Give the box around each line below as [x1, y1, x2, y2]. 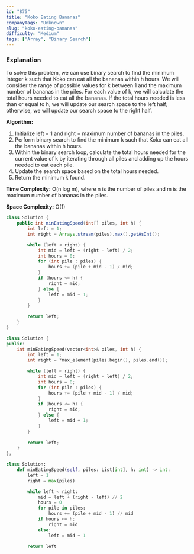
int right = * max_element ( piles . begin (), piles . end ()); [27, 357, 168, 363]
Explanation [6, 56, 41, 64]
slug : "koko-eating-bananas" [6, 25, 78, 31]
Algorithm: [6, 119, 34, 126]
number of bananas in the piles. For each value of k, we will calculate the [6, 88, 184, 95]
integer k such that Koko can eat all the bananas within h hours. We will [6, 75, 180, 83]
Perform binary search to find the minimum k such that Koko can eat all [14, 136, 188, 143]
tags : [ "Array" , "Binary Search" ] [6, 36, 92, 42]
